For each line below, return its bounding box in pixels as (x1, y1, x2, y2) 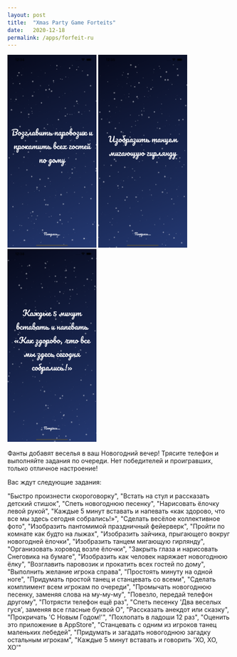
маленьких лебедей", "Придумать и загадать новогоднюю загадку (7, 628, 211, 637)
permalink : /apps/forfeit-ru (7, 34, 94, 41)
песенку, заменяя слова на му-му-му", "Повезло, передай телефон (7, 590, 214, 599)
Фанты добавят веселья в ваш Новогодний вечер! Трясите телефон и (7, 449, 219, 457)
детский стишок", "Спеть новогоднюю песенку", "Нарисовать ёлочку (7, 500, 219, 508)
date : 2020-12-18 (7, 26, 65, 33)
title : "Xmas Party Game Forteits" (7, 19, 116, 26)
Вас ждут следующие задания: (7, 478, 102, 487)
